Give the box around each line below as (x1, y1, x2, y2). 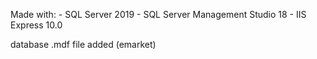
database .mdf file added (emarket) (10, 39, 157, 50)
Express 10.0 (10, 19, 63, 31)
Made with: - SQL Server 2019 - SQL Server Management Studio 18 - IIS (10, 9, 307, 20)
